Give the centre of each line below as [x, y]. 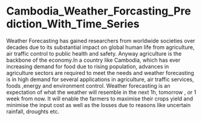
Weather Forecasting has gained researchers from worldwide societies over [101, 41]
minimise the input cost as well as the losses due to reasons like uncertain [99, 105]
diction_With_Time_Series [73, 24]
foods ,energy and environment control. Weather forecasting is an [88, 85]
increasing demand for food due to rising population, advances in [88, 66]
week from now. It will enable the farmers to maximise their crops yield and [100, 99]
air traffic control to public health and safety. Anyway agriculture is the [94, 53]
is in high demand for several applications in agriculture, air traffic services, [100, 79]
